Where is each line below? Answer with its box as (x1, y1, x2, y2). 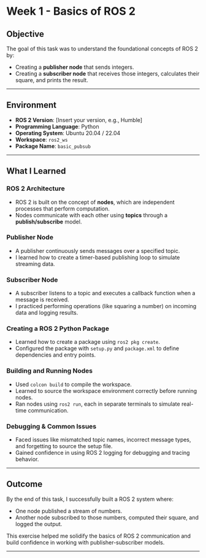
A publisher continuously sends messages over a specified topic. (15, 247, 180, 254)
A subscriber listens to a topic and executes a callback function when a (15, 290, 196, 297)
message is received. (15, 296, 69, 303)
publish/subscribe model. (15, 218, 82, 225)
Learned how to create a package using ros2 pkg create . (15, 338, 161, 346)
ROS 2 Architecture (6, 184, 66, 193)
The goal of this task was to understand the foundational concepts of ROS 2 (6, 45, 198, 52)
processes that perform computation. (15, 204, 110, 212)
